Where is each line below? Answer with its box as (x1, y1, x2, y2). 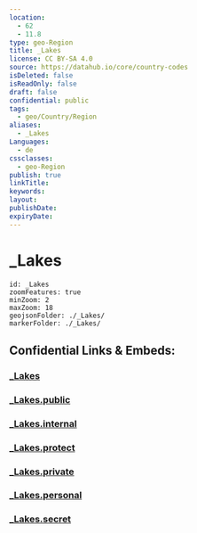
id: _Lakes (9, 280, 50, 289)
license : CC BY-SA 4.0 (9, 54, 93, 63)
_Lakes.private (9, 465, 75, 478)
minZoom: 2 (9, 295, 50, 304)
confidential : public (9, 95, 90, 105)
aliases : (9, 121, 42, 130)
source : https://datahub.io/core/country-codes (9, 63, 189, 72)
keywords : (9, 187, 46, 196)
